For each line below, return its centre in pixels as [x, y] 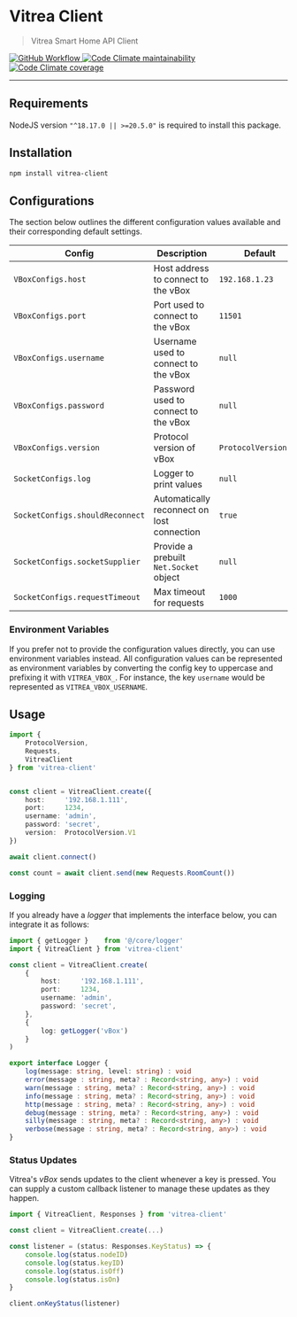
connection [177, 532]
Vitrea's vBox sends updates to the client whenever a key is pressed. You [143, 1180]
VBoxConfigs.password [59, 406]
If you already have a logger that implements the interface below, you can [143, 915]
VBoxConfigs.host [50, 280]
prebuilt [169, 557]
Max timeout [179, 592]
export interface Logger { [59, 1064]
